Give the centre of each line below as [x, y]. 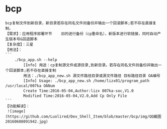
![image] [17, 111]
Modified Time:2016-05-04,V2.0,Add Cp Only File [75, 96]
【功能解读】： [18, 106]
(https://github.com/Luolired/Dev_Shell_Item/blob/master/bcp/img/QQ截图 [83, 116]
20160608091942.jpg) [27, 121]
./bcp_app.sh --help [36, 60]
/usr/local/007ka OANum [30, 86]
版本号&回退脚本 [23, 39]
